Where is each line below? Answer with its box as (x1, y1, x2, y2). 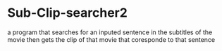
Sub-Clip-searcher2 (7, 5, 128, 21)
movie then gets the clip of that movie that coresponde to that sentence (7, 35, 216, 43)
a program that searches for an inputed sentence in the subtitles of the (7, 28, 213, 36)
